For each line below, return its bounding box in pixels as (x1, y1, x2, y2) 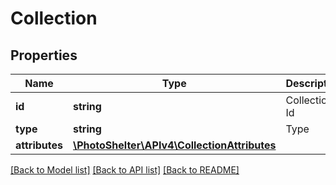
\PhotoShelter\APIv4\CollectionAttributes (73, 138, 277, 152)
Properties (10, 47, 78, 64)
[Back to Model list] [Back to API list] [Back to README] (10, 164, 240, 176)
